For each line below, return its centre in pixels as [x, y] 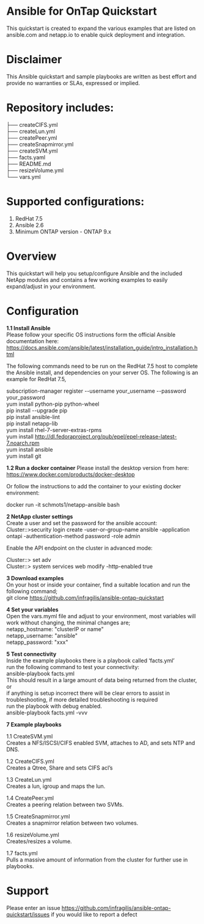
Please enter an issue [33, 907]
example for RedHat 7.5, [36, 379]
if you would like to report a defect [94, 914]
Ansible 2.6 [29, 225]
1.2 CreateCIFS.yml [31, 761]
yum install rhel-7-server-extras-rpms [54, 430]
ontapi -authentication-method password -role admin [73, 536]
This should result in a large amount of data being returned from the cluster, [102, 680]
